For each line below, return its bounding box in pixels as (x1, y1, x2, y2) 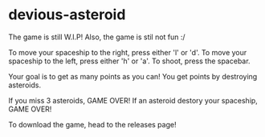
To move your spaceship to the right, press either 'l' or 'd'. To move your (8, 47, 247, 57)
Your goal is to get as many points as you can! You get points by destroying (8, 71, 258, 81)
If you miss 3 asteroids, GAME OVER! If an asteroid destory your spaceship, (8, 95, 259, 105)
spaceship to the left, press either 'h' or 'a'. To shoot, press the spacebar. (8, 56, 251, 66)
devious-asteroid (8, 6, 126, 24)
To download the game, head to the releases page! (8, 119, 177, 129)
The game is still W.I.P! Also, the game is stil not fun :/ (8, 32, 186, 42)
